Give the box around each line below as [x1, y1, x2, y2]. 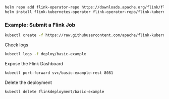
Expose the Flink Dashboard [5, 60, 64, 66]
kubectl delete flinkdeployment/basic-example [5, 89, 104, 94]
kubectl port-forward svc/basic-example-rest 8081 [5, 70, 114, 75]
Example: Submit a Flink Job [5, 21, 76, 28]
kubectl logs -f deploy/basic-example [5, 51, 86, 56]
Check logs [5, 42, 29, 48]
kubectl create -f [5, 33, 43, 38]
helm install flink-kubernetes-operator [5, 9, 91, 15]
